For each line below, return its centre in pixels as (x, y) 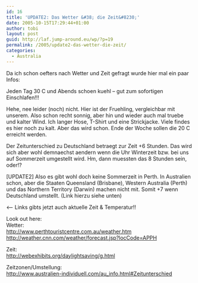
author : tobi (22, 28)
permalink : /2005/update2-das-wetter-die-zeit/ (66, 45)
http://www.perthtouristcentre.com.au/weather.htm (69, 231)
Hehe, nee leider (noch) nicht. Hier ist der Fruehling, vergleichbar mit (91, 109)
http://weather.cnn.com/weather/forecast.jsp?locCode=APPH (81, 238)
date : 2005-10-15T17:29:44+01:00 (48, 23)
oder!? (14, 165)
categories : (21, 51)
